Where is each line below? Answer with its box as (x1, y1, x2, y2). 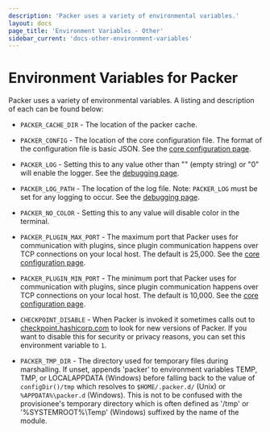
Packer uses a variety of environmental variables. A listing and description (8, 96, 255, 106)
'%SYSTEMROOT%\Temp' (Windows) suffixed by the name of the (19, 408, 239, 417)
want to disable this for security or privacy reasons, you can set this (19, 332, 246, 342)
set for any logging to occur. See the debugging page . (19, 193, 200, 202)
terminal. (19, 217, 50, 226)
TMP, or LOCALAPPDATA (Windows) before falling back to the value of (19, 373, 255, 383)
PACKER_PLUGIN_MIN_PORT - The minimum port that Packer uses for (19, 273, 237, 283)
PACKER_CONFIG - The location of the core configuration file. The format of (19, 135, 263, 145)
